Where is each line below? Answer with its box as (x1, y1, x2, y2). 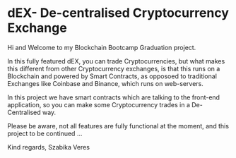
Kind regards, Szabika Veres (7, 142, 90, 151)
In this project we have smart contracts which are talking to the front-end (7, 93, 220, 102)
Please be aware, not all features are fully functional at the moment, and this (7, 121, 230, 130)
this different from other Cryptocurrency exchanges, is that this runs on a (7, 64, 220, 73)
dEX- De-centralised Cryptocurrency (7, 5, 230, 21)
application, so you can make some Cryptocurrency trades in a (7, 100, 191, 109)
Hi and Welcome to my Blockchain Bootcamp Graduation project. (7, 43, 196, 51)
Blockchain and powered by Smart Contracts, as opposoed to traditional (7, 72, 218, 80)
